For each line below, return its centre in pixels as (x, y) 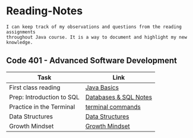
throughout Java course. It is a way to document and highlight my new (96, 37)
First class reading (35, 87)
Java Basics (102, 87)
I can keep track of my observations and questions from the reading (94, 27)
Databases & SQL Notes (119, 97)
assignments (21, 32)
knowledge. (20, 42)
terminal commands (113, 106)
